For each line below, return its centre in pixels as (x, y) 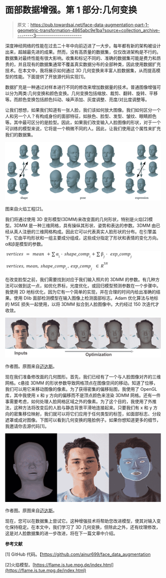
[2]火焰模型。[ (20, 565)
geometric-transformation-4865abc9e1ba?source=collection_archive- (88, 30)
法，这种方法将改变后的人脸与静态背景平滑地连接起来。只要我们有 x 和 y (79, 408)
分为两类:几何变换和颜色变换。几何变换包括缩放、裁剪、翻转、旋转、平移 (83, 93)
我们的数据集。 (20, 134)
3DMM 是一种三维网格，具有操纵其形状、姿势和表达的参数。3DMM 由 (85, 225)
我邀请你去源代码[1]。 (27, 426)
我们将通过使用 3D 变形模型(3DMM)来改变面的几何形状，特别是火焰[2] (77, 219)
